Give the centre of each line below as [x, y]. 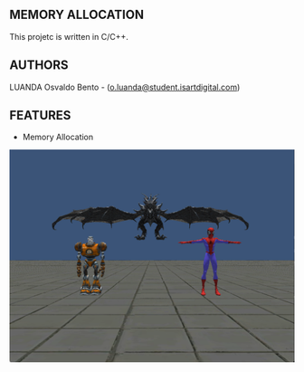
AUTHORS [39, 66]
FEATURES [40, 115]
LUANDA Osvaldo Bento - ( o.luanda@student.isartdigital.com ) [125, 87]
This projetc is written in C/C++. [69, 36]
